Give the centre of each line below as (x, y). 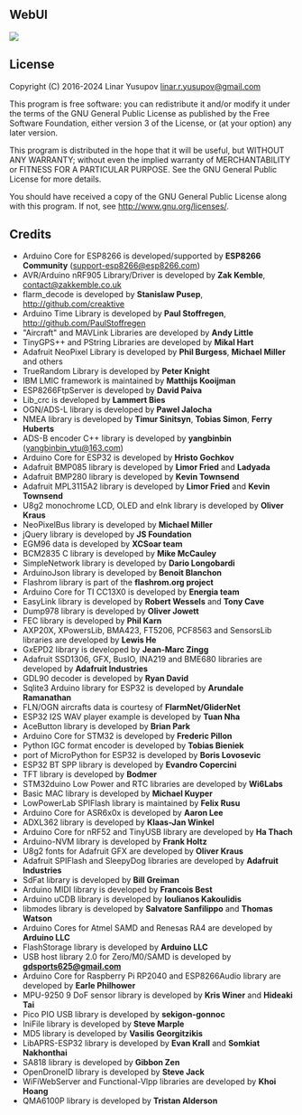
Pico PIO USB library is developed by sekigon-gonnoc (124, 1015)
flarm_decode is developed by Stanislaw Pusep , (113, 295)
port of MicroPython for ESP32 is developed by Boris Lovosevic (142, 755)
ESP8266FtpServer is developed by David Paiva (112, 390)
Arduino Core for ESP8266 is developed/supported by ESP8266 (142, 256)
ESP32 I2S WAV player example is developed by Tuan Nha (131, 717)
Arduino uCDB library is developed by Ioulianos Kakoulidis (132, 899)
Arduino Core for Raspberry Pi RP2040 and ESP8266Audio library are (151, 976)
